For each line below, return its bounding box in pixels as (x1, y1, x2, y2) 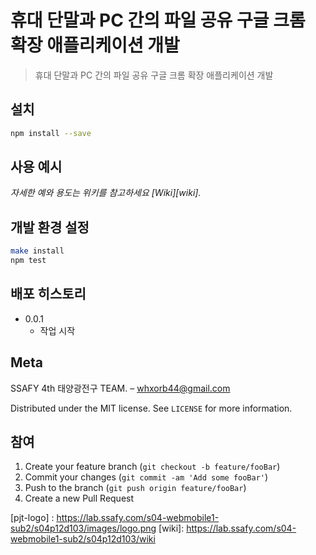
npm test (10, 256, 47, 266)
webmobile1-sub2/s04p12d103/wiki (10, 533, 156, 545)
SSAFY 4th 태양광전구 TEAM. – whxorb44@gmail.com (10, 382, 231, 394)
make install (10, 246, 65, 256)
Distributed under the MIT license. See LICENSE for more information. (10, 402, 293, 414)
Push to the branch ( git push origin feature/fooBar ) (24, 482, 247, 494)
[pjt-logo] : (10, 512, 55, 524)
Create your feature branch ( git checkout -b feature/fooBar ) (24, 461, 281, 473)
